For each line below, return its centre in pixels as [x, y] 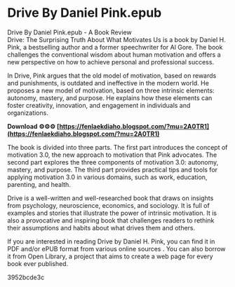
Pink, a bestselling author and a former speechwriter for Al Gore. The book [115, 47]
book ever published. [38, 263]
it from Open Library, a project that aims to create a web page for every [110, 256]
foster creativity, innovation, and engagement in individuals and [99, 105]
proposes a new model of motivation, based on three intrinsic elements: [111, 90]
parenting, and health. [39, 184]
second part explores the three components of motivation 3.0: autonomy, [113, 162]
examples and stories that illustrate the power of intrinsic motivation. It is [112, 213]
